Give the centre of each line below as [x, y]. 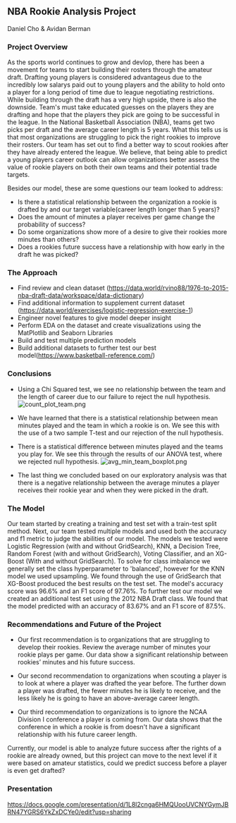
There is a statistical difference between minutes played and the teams [120, 446]
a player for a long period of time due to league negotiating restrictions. [111, 92]
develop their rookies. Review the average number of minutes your [114, 647]
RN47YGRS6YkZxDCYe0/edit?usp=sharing [69, 812]
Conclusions [29, 374]
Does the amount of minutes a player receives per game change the [116, 217]
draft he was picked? [48, 255]
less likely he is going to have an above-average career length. [108, 698]
